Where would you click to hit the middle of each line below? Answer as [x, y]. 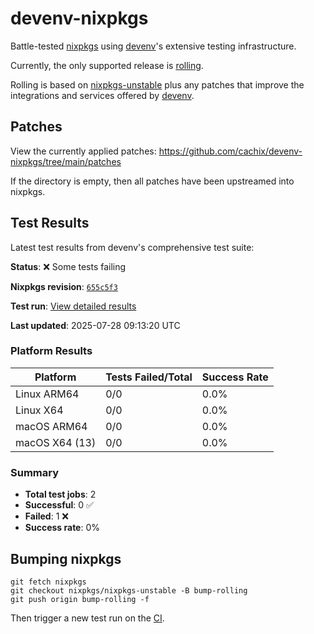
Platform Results [51, 351]
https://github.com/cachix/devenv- [230, 151]
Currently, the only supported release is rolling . [107, 65]
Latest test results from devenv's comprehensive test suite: [132, 247]
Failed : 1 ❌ [46, 516]
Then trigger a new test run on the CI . [87, 618]
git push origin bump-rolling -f [80, 599]
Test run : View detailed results [73, 306]
